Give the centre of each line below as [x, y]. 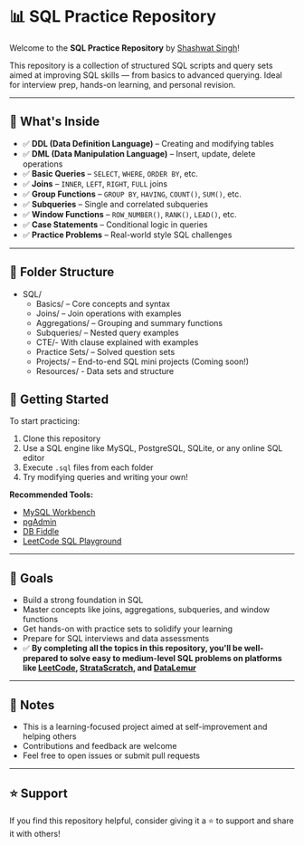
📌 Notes [32, 705]
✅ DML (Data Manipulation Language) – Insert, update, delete [139, 153]
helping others [49, 736]
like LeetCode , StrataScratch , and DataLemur [109, 668]
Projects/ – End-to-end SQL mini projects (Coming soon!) [142, 361]
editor [33, 458]
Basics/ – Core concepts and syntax [103, 303]
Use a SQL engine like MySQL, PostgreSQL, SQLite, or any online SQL [152, 448]
